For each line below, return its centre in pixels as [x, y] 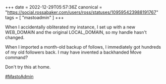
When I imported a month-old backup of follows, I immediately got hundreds [83, 47]
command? [17, 57]
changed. [15, 37]
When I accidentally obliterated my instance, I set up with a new [70, 27]
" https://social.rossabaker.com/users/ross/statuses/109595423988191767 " [82, 12]
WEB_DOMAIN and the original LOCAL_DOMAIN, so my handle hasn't [76, 32]
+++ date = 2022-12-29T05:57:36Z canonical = [54, 7]
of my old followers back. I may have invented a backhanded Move [73, 52]
